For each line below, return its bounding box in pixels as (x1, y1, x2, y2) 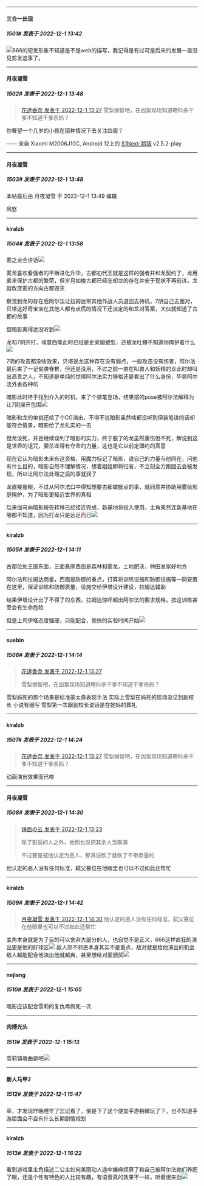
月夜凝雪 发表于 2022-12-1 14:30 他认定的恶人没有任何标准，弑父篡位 (21, 916, 195, 923)
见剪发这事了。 (6, 54, 44, 61)
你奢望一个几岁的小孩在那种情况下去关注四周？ (6, 127, 123, 135)
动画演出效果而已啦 (6, 773, 55, 780)
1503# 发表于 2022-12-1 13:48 (6, 176, 84, 183)
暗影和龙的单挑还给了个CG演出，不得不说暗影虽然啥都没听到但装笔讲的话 (6, 414, 190, 421)
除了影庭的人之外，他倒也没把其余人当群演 (21, 838, 128, 846)
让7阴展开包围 (6, 401, 41, 409)
